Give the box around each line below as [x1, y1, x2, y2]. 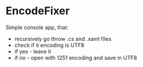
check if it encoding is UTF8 [14, 42, 85, 49]
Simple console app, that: [5, 24, 68, 31]
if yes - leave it [14, 47, 52, 55]
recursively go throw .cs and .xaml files [14, 35, 112, 42]
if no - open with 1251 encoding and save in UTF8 [14, 54, 138, 61]
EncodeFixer [5, 4, 70, 18]
